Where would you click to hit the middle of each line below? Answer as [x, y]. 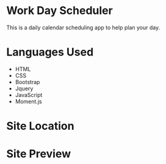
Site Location [40, 126]
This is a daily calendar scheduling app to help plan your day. [83, 27]
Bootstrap [27, 82]
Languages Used [50, 52]
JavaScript [29, 94]
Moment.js [28, 101]
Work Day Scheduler [60, 11]
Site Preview [39, 154]
